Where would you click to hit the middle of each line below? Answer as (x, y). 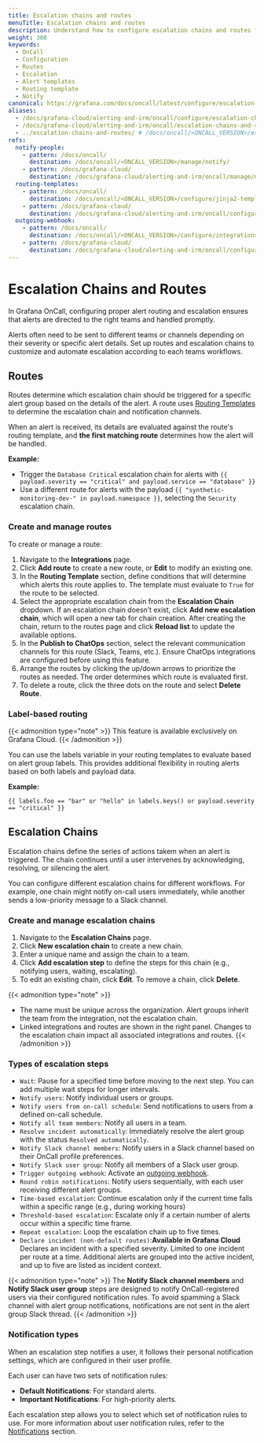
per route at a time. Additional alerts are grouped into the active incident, (137, 1257)
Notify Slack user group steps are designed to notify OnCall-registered (124, 1289)
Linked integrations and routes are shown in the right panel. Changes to (135, 1027)
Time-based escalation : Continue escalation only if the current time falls (136, 1199)
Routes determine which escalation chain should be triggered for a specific (130, 395)
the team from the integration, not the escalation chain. (108, 1019)
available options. (48, 635)
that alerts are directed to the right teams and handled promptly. (112, 319)
